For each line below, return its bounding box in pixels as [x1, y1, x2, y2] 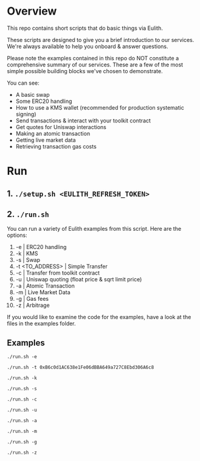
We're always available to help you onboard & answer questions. [7, 43, 168, 50]
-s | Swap [15, 256, 41, 264]
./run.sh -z [7, 449, 37, 456]
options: [7, 231, 28, 239]
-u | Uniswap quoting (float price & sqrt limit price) [15, 276, 142, 283]
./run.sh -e [7, 354, 37, 360]
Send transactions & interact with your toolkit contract [15, 117, 151, 124]
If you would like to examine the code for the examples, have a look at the [7, 314, 191, 321]
